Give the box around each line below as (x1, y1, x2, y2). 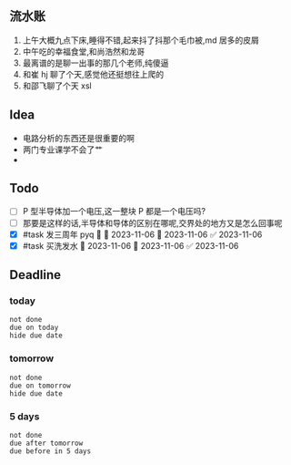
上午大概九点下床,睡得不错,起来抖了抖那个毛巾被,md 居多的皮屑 (22, 35, 259, 46)
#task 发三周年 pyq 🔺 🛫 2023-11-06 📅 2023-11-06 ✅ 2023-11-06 (22, 229, 263, 240)
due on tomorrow (9, 381, 71, 390)
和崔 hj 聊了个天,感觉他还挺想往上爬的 (22, 68, 165, 79)
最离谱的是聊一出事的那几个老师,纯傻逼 (22, 57, 169, 68)
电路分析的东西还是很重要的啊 (22, 132, 135, 143)
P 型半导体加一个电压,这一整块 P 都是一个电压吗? (22, 206, 206, 217)
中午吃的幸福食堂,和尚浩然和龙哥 (22, 46, 145, 57)
